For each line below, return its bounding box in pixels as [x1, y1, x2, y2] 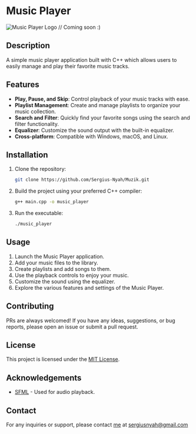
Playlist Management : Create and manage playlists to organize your [14, 101, 181, 108]
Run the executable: [14, 210, 64, 217]
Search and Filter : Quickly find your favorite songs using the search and [14, 114, 190, 121]
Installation [6, 150, 48, 160]
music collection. [14, 108, 57, 115]
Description [6, 41, 50, 51]
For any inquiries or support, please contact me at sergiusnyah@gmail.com [6, 421, 188, 428]
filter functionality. [14, 120, 59, 127]
